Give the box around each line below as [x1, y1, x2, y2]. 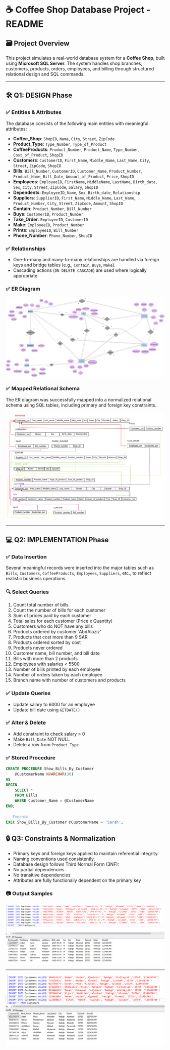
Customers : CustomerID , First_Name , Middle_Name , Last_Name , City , [13, 157, 150, 163]
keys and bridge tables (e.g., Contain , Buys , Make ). [13, 262, 116, 268]
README [6, 18, 44, 30]
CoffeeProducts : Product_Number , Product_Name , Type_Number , [13, 146, 140, 152]
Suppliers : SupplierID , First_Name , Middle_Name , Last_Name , [13, 194, 136, 200]
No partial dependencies [13, 866, 65, 872]
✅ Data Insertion [6, 553, 47, 560]
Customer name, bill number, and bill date [13, 650, 100, 656]
